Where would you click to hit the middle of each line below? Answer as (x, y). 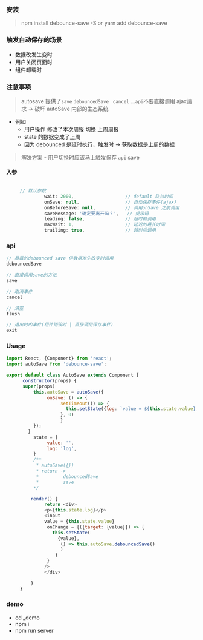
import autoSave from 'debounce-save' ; (56, 364)
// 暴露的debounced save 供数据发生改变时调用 (60, 258)
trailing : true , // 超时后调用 (100, 231)
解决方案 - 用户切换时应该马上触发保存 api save (80, 157)
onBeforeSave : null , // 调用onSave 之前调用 (112, 207)
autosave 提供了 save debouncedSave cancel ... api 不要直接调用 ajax (104, 101)
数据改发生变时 (34, 54)
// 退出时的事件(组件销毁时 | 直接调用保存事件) (60, 325)
